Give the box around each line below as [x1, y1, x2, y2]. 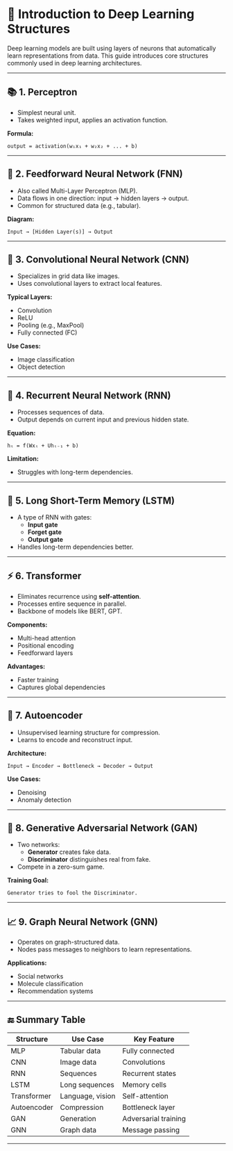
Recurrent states [122, 1069, 177, 1079]
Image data [60, 1057, 97, 1067]
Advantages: [7, 662, 46, 670]
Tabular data [60, 1046, 101, 1056]
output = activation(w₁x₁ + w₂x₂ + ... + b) [7, 143, 138, 150]
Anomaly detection [17, 796, 71, 804]
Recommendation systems [17, 987, 94, 995]
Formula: [7, 129, 34, 138]
